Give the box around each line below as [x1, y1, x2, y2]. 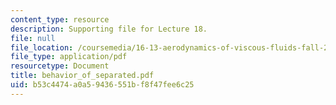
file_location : [10, 42, 74, 53]
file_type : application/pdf [10, 52, 128, 62]
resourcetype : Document [10, 61, 110, 71]
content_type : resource [10, 14, 110, 25]
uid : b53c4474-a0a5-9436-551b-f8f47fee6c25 [10, 80, 195, 90]
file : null [10, 33, 56, 43]
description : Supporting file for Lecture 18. [10, 24, 208, 34]
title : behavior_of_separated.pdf [10, 71, 155, 81]
